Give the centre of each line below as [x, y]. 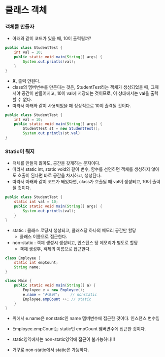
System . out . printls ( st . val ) [51, 133]
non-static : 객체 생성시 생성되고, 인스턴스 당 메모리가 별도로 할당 [75, 242]
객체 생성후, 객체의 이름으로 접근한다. [55, 249]
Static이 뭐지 [20, 151]
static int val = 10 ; [36, 202]
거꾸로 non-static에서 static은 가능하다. [50, 350]
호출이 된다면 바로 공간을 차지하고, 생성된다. [60, 175]
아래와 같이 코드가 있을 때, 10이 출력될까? [52, 39]
